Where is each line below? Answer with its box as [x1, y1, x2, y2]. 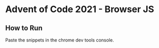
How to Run [5, 24, 43, 32]
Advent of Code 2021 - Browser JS [5, 4, 154, 15]
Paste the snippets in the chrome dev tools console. [5, 37, 114, 43]
